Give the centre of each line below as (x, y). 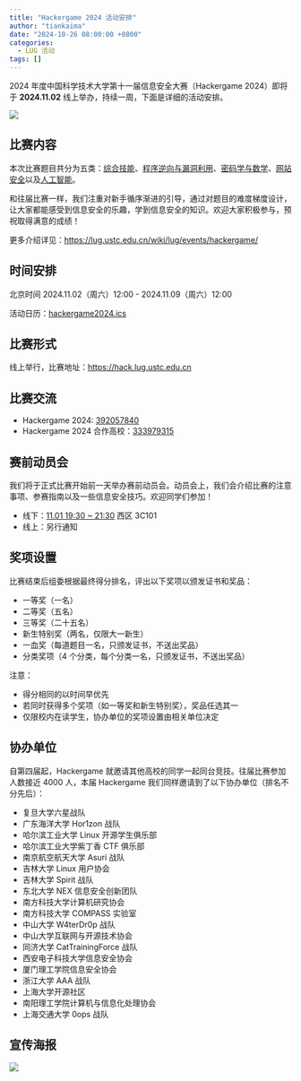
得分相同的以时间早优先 (65, 694)
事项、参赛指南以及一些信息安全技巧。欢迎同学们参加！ (111, 497)
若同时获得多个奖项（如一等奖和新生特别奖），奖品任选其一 (130, 705)
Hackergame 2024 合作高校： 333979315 (98, 431)
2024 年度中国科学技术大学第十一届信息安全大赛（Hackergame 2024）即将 (149, 86)
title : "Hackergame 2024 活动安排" (73, 17)
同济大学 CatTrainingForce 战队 (80, 947)
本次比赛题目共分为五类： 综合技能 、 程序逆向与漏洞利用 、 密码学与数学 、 (142, 168)
